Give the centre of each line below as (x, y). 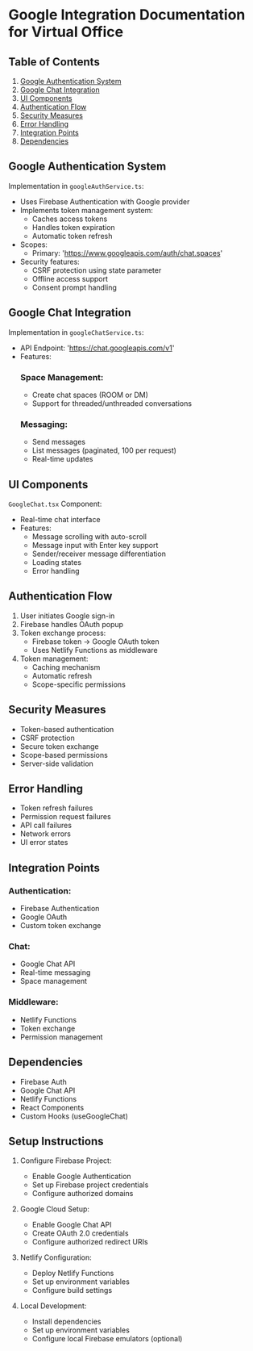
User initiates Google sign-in (67, 616)
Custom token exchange (60, 926)
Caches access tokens (70, 219)
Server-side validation (57, 763)
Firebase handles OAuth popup (71, 624)
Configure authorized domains (83, 1194)
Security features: (50, 261)
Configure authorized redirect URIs (90, 1242)
